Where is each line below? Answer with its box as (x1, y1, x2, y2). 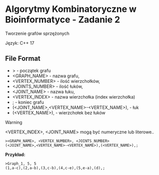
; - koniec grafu (12, 99, 45, 105)
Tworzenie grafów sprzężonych (5, 30, 70, 36)
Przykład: (5, 151, 26, 157)
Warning (5, 119, 22, 125)
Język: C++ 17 (5, 40, 35, 46)
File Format (5, 55, 41, 63)
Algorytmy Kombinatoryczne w (5, 3, 137, 15)
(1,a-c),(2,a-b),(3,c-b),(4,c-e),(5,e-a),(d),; (5, 165, 106, 171)
